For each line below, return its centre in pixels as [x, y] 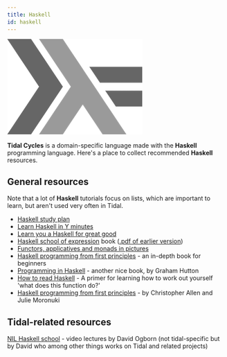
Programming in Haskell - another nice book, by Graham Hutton [108, 271]
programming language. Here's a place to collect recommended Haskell [110, 153]
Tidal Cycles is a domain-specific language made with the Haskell [102, 145]
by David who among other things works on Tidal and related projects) [108, 346]
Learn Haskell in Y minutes [55, 227]
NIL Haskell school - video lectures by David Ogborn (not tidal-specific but [113, 339]
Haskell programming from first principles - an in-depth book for [109, 256]
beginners [31, 263]
